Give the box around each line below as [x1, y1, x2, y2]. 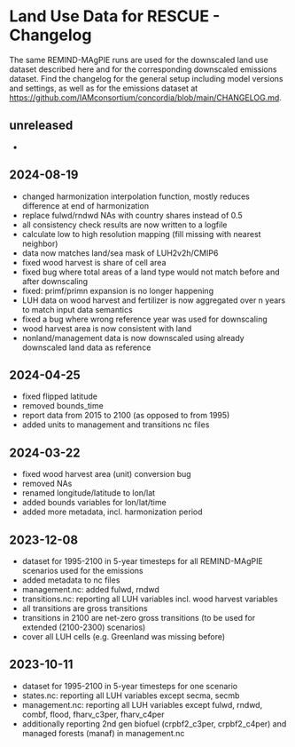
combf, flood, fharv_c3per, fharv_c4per [21, 709, 165, 719]
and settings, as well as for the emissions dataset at [9, 83, 198, 93]
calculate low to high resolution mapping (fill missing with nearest [21, 228, 261, 239]
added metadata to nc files [21, 575, 120, 585]
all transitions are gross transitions [21, 603, 148, 614]
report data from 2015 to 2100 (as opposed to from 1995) [21, 410, 230, 421]
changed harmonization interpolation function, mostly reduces [21, 191, 250, 202]
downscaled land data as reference [21, 342, 151, 353]
